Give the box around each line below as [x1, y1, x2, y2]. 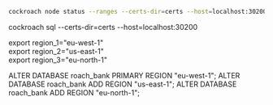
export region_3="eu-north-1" [8, 55, 108, 65]
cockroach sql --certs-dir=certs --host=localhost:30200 [8, 22, 198, 31]
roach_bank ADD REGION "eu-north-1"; [8, 87, 141, 97]
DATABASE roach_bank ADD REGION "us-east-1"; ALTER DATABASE [8, 79, 237, 89]
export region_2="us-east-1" [8, 46, 104, 56]
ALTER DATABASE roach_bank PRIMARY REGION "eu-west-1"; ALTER [8, 70, 240, 80]
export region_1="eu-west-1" [8, 37, 104, 48]
